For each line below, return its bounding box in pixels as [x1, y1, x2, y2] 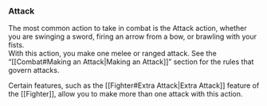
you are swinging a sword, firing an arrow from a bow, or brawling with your [8, 32, 257, 41]
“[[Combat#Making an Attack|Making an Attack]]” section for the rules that [8, 57, 254, 66]
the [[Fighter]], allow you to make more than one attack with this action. [8, 89, 243, 99]
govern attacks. [8, 66, 60, 75]
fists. [8, 40, 25, 50]
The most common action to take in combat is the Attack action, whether [8, 24, 247, 33]
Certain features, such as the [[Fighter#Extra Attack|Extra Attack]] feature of [8, 81, 260, 90]
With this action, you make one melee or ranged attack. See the [8, 49, 217, 59]
